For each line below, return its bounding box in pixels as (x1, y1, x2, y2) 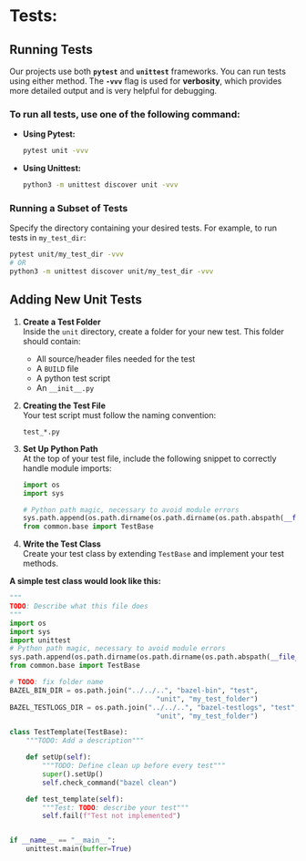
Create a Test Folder (22, 316, 102, 327)
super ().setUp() (42, 769, 104, 779)
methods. (22, 558, 59, 569)
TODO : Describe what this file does (9, 602, 148, 611)
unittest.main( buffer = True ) (25, 845, 132, 854)
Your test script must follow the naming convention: (22, 409, 217, 420)
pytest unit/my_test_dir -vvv (9, 250, 125, 260)
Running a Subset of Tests (9, 201, 128, 214)
